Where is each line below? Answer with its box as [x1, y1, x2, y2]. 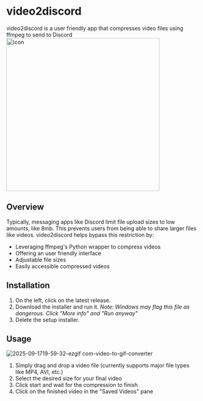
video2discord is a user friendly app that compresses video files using [6, 24, 183, 32]
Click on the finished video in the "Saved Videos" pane [15, 388, 153, 395]
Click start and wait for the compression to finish [15, 381, 138, 389]
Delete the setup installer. [15, 316, 79, 323]
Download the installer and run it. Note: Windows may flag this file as [15, 303, 190, 310]
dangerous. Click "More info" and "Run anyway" [15, 309, 138, 317]
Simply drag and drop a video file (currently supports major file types [15, 362, 190, 369]
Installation [6, 280, 50, 291]
